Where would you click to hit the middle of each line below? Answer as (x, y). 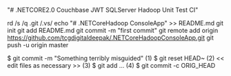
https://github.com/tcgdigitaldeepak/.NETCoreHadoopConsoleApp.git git (110, 38)
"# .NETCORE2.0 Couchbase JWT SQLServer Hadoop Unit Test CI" (103, 10)
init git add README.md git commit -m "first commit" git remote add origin (113, 30)
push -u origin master (38, 45)
